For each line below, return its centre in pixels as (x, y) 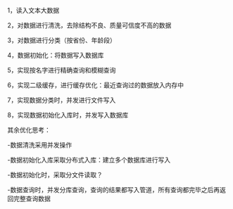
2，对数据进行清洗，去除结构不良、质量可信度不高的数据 (89, 25)
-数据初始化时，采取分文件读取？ (55, 175)
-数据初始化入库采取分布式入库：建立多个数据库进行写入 (89, 160)
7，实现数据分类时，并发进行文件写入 (62, 100)
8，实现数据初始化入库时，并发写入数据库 (68, 115)
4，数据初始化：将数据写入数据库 (56, 55)
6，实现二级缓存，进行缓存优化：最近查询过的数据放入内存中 (96, 85)
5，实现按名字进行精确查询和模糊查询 (62, 70)
